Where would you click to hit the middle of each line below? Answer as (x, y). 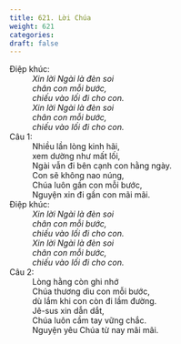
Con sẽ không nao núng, (78, 176)
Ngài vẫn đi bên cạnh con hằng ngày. (102, 166)
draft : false (34, 43)
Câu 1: (21, 137)
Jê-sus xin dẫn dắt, (68, 311)
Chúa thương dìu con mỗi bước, (91, 291)
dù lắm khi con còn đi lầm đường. (95, 301)
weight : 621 (32, 26)
